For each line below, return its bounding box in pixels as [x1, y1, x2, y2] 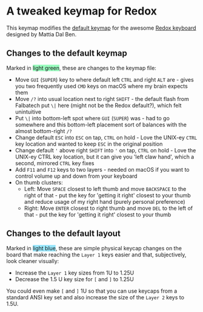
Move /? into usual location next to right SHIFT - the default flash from [15, 95, 189, 102]
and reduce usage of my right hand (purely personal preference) [24, 198, 186, 205]
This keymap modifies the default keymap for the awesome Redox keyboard [6, 24, 196, 31]
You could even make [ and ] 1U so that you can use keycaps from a [6, 287, 178, 294]
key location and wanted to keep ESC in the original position [15, 140, 163, 148]
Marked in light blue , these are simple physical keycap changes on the [6, 244, 182, 252]
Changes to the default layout [6, 229, 121, 239]
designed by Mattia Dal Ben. [6, 30, 77, 37]
